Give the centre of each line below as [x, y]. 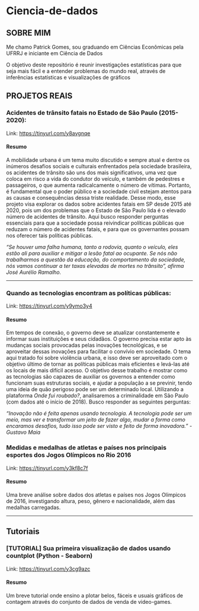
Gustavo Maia [23, 432]
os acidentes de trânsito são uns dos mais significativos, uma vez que [92, 172]
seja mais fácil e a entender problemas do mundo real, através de [86, 71]
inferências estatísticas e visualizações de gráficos [68, 77]
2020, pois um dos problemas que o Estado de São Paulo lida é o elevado [96, 210]
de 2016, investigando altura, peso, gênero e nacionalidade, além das [91, 501]
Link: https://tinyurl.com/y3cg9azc [48, 569]
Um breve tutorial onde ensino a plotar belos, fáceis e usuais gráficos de [95, 595]
